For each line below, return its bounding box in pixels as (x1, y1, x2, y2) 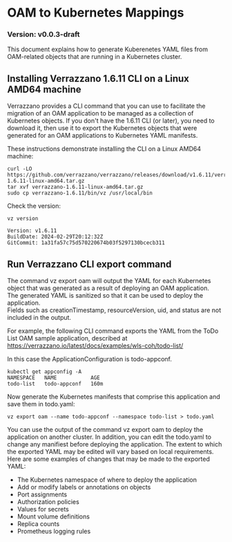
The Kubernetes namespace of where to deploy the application (17, 476, 197, 484)
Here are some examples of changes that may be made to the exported (7, 455, 211, 463)
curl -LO (7, 165, 32, 172)
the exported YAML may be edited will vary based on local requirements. (7, 448, 214, 456)
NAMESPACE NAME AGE (7, 374, 100, 381)
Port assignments (17, 490, 68, 499)
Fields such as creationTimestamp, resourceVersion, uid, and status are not (7, 306, 222, 314)
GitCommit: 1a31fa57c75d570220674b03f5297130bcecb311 (7, 240, 166, 246)
